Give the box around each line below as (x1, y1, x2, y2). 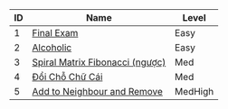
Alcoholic (32, 41, 72, 53)
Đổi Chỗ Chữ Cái (32, 71, 103, 83)
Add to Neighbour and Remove (32, 86, 163, 97)
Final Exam (32, 27, 79, 39)
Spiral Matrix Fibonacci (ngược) (32, 56, 166, 68)
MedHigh (175, 86, 214, 97)
